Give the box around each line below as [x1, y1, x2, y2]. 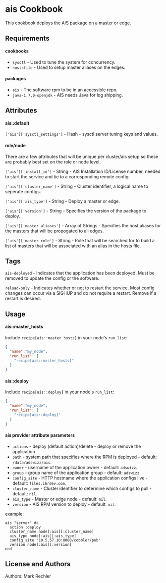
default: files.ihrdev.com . [12, 480, 66, 486]
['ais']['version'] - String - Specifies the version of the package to [5, 208, 147, 213]
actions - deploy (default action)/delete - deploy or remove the [12, 443, 141, 449]
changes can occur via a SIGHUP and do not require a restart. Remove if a [5, 290, 157, 296]
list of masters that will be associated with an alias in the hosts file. [5, 243, 141, 249]
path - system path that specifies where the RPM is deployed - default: [12, 454, 157, 460]
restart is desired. [5, 296, 41, 302]
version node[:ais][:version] [9, 542, 72, 547]
